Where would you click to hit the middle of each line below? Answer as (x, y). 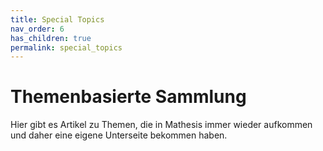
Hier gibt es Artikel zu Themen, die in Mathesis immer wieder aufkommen (161, 125)
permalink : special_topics (66, 47)
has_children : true (51, 38)
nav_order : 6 (37, 29)
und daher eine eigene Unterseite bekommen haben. (119, 135)
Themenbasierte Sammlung (128, 97)
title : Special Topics (57, 19)
